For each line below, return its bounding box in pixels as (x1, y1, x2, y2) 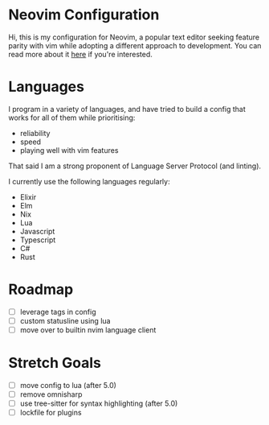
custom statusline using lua (19, 316, 111, 325)
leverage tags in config (19, 307, 96, 316)
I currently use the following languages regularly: (8, 176, 170, 186)
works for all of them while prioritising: (8, 113, 136, 122)
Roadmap (8, 280, 74, 299)
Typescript (19, 235, 56, 245)
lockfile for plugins (19, 408, 82, 418)
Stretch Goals (8, 354, 102, 372)
